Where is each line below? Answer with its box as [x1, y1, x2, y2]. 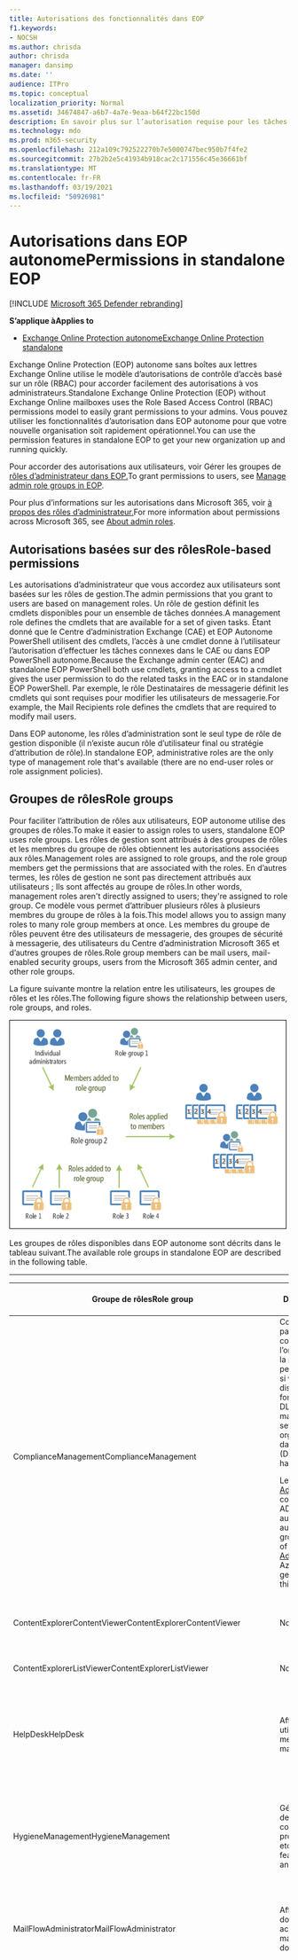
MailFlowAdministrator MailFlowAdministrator [12, 1924, 176, 1934]
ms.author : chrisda [9, 43, 82, 51]
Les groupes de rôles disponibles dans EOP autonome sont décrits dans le [9, 1237, 281, 1248]
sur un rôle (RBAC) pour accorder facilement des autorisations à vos [9, 378, 259, 389]
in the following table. [9, 1256, 88, 1267]
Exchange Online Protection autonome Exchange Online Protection [21, 333, 264, 343]
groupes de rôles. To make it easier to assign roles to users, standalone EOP [9, 825, 286, 835]
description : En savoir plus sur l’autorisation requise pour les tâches [9, 117, 288, 126]
